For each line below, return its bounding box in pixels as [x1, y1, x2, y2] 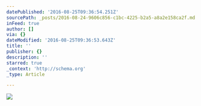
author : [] [6, 26, 34, 32]
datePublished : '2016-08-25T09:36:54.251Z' [6, 9, 119, 15]
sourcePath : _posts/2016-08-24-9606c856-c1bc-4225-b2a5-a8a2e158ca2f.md [6, 15, 196, 21]
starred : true [6, 60, 43, 66]
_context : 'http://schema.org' [6, 65, 86, 72]
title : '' [6, 43, 32, 49]
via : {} [6, 32, 26, 38]
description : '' [6, 54, 48, 60]
